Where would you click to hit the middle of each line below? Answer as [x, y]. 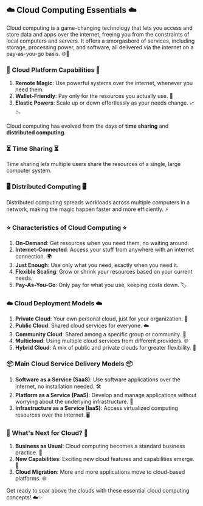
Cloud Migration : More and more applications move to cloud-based [100, 472]
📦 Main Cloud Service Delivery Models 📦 [70, 364]
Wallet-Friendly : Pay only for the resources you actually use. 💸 [94, 96]
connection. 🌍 [33, 256]
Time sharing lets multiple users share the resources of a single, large [94, 164]
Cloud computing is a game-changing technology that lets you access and [100, 28]
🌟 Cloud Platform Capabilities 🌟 [53, 70]
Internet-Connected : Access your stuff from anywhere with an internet [105, 249]
